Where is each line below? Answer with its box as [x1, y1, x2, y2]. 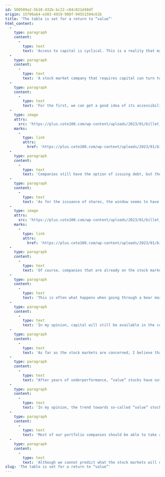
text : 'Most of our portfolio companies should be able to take [23, 432, 157, 438]
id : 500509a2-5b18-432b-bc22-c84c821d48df [5, 7, 93, 12]
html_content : [5, 21, 34, 26]
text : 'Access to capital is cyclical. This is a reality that [23, 48, 155, 53]
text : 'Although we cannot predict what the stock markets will [23, 460, 157, 465]
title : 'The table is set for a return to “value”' [5, 16, 113, 21]
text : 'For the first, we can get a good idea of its [23, 103, 135, 108]
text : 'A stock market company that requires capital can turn [23, 76, 155, 81]
